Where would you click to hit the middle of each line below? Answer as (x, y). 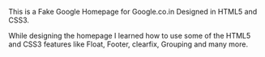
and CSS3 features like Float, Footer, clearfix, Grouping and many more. (128, 44)
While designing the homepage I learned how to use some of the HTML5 (130, 36)
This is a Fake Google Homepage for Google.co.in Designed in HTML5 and (133, 12)
